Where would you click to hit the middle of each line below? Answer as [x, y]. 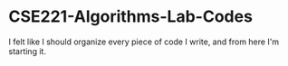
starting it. [28, 51]
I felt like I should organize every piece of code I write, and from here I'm [144, 42]
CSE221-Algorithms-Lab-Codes [130, 17]
